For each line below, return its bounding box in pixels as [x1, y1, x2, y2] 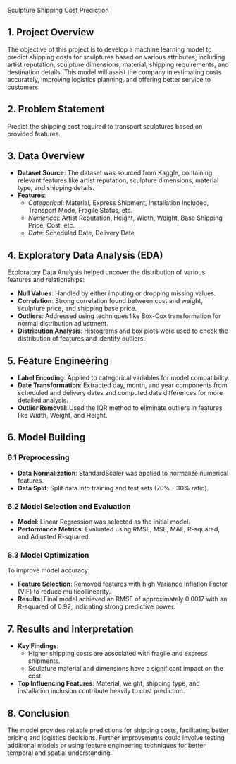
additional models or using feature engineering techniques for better [7, 741, 206, 749]
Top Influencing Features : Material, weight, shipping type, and [17, 679, 201, 688]
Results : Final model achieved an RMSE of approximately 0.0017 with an [17, 595, 228, 604]
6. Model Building [7, 431, 86, 444]
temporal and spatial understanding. [7, 748, 113, 757]
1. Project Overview [7, 26, 94, 38]
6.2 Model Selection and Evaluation [7, 501, 131, 511]
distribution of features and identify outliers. [17, 334, 146, 343]
